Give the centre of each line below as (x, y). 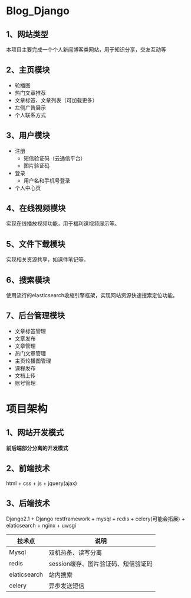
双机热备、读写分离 (75, 552)
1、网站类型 (27, 34)
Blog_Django (38, 11)
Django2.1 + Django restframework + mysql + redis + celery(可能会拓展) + (96, 519)
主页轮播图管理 (33, 361)
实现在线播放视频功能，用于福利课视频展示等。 (63, 224)
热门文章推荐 (30, 92)
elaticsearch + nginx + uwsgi (41, 525)
